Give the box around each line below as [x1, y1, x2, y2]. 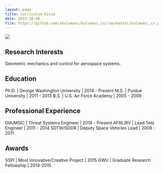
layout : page [5, 7, 32, 12]
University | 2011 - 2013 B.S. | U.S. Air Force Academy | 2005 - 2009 [5, 93, 142, 99]
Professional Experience [5, 107, 81, 115]
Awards [5, 144, 29, 153]
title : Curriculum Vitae [5, 12, 55, 17]
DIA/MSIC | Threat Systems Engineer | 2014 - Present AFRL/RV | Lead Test [5, 120, 154, 125]
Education [5, 75, 37, 83]
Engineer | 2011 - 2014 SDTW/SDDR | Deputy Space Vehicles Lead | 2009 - [5, 125, 155, 131]
